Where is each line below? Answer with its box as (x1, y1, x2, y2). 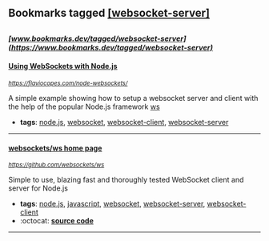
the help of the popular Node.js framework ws (8, 102, 160, 111)
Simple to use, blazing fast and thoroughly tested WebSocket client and (8, 175, 244, 185)
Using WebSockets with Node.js (8, 62, 118, 71)
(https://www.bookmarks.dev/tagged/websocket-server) (8, 42, 214, 53)
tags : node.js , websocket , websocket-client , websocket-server (19, 117, 229, 127)
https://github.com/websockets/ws (8, 161, 105, 169)
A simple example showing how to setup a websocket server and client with (8, 93, 259, 102)
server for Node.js (8, 183, 68, 193)
